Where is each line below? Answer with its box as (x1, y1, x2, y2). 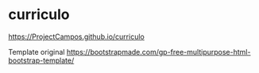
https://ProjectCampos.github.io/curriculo (8, 32, 145, 41)
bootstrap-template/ (8, 56, 75, 65)
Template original (8, 47, 65, 56)
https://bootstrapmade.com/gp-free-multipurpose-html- (66, 47, 251, 56)
